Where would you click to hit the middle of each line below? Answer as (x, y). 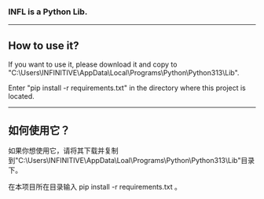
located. (21, 96)
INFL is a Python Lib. (48, 12)
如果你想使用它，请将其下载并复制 (63, 150)
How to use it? (44, 45)
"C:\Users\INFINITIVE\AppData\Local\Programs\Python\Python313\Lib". (124, 73)
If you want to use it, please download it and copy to (93, 64)
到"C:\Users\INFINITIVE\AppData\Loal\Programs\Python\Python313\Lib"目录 (132, 160)
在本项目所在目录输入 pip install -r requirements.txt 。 (95, 186)
